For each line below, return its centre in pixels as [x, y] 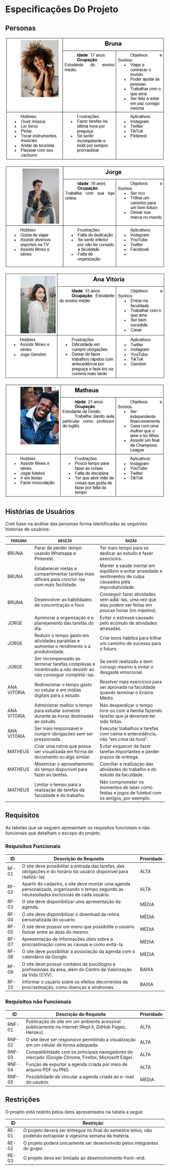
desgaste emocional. [121, 672]
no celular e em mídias [58, 690]
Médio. [107, 698]
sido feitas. [111, 721]
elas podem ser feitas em [126, 605]
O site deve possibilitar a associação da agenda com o [79, 951]
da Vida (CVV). [37, 975]
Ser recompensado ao [58, 659]
